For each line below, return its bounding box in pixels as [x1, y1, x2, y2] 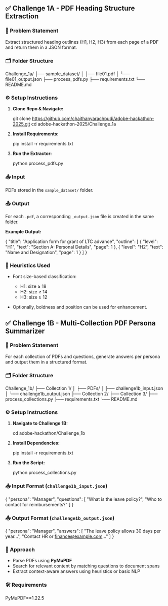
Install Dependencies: [12, 440, 60, 446]
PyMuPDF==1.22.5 [5, 595, 45, 601]
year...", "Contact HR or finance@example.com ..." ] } [5, 533, 114, 539]
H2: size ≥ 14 [20, 289, 48, 295]
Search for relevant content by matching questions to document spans [12, 563, 160, 569]
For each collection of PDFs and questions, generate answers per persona [5, 353, 160, 359]
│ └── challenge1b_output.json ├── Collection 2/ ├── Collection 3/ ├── [5, 391, 158, 397]
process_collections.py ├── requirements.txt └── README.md [5, 396, 138, 402]
